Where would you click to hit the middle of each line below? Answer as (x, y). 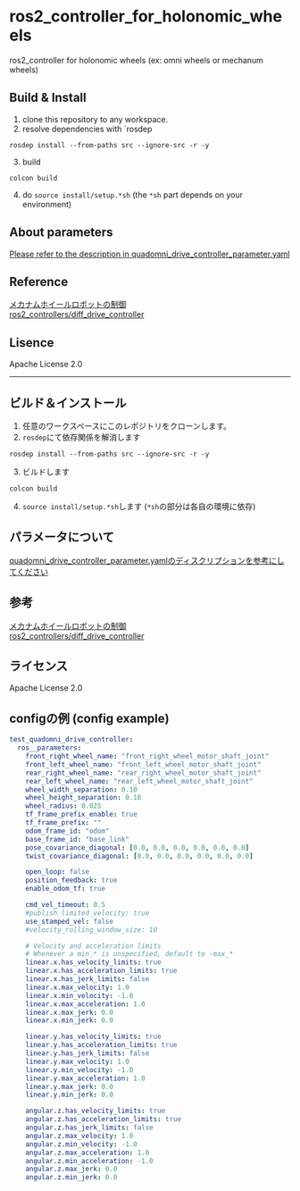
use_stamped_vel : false (70, 921)
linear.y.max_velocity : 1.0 (77, 1061)
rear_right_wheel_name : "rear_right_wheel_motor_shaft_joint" (143, 773)
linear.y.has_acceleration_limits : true (101, 1045)
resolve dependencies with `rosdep (87, 129)
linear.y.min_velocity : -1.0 (79, 1069)
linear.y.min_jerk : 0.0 (70, 1095)
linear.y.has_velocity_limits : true (94, 1037)
